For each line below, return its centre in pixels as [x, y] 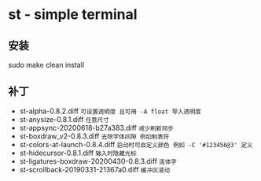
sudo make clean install [46, 65]
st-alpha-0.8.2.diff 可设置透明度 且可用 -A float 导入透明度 [110, 111]
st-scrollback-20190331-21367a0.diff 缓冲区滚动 [95, 169]
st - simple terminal [73, 15]
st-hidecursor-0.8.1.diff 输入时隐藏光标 [78, 153]
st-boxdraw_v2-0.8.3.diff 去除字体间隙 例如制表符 [94, 136]
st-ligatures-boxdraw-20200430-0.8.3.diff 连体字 [98, 161]
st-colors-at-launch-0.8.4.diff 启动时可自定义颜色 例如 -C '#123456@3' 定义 [136, 144]
